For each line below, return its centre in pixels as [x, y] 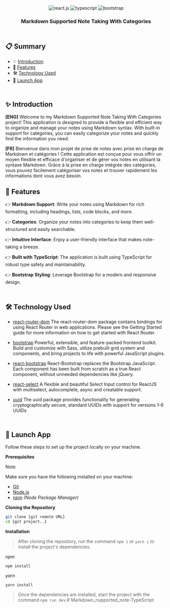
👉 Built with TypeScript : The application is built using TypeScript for [79, 257]
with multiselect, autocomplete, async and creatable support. [77, 390]
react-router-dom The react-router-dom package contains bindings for [88, 322]
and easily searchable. [52, 229]
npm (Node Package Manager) [46, 497]
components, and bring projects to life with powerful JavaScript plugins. [89, 353]
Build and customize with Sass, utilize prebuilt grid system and [79, 348]
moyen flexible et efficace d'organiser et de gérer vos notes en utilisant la [83, 159]
